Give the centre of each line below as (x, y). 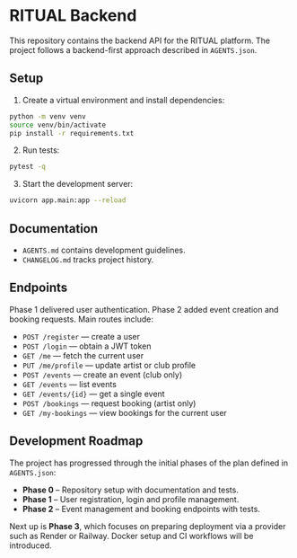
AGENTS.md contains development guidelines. (104, 250)
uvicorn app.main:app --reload (68, 200)
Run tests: (41, 150)
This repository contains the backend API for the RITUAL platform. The (140, 40)
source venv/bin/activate (57, 125)
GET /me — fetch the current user (83, 355)
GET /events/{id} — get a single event (93, 394)
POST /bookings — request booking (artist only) (109, 403)
